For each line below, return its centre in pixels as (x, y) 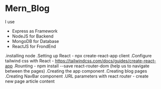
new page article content (30, 81)
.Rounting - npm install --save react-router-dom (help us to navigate (82, 66)
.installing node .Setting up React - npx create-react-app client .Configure (78, 55)
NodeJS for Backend (33, 36)
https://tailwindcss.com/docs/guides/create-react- (105, 61)
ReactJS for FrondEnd (34, 46)
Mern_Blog (27, 8)
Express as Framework (35, 31)
